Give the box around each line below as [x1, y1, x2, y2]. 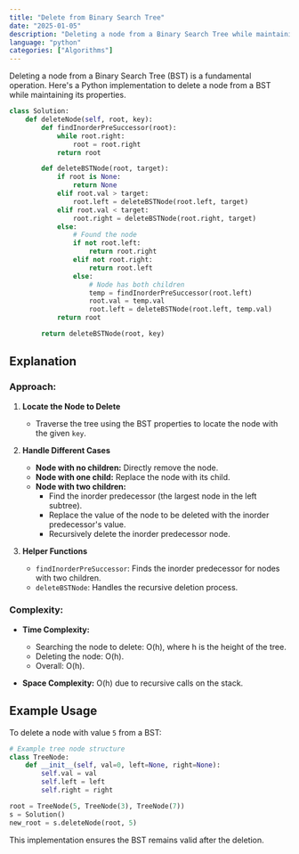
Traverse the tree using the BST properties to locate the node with [35, 418, 279, 428]
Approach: [9, 380, 57, 393]
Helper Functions [21, 545, 88, 557]
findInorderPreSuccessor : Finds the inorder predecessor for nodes [35, 563, 280, 573]
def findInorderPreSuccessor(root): [41, 123, 177, 132]
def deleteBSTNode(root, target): [41, 164, 169, 174]
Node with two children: [35, 481, 126, 492]
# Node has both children [88, 280, 185, 289]
